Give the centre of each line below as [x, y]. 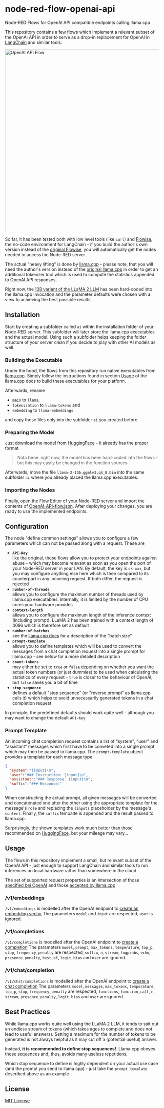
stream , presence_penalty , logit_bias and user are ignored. [65, 996]
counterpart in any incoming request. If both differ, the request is [77, 579]
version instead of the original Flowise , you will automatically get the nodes [81, 249]
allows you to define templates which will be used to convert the [77, 646]
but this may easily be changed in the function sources [72, 463]
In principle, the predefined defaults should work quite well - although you [80, 713]
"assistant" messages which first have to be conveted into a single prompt [80, 746]
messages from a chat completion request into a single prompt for [79, 651]
